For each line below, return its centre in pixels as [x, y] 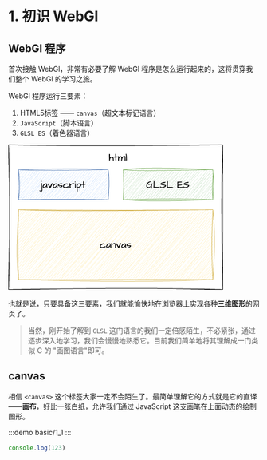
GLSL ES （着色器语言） [57, 133]
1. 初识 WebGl [53, 16]
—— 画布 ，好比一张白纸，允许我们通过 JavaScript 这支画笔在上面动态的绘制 [133, 406]
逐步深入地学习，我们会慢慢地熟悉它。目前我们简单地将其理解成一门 [139, 341]
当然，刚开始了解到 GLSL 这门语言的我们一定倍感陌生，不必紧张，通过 [142, 331]
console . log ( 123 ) [37, 448]
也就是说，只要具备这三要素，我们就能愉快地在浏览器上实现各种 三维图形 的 [130, 303]
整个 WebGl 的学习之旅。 [56, 79]
